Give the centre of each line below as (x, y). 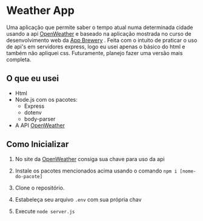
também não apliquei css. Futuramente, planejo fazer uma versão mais (95, 53)
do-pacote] (29, 176)
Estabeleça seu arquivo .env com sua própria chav (78, 199)
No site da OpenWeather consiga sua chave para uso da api (90, 159)
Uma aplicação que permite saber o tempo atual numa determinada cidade (100, 27)
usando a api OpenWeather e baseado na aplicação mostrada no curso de (99, 33)
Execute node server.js (45, 211)
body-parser (40, 119)
